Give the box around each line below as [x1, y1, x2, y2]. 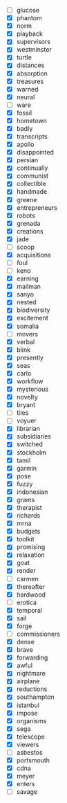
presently [16, 353, 44, 362]
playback [16, 29, 43, 38]
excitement [16, 314, 49, 322]
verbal [16, 337, 35, 346]
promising [16, 543, 46, 551]
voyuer [16, 416, 37, 425]
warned [16, 85, 39, 93]
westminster [16, 45, 52, 54]
